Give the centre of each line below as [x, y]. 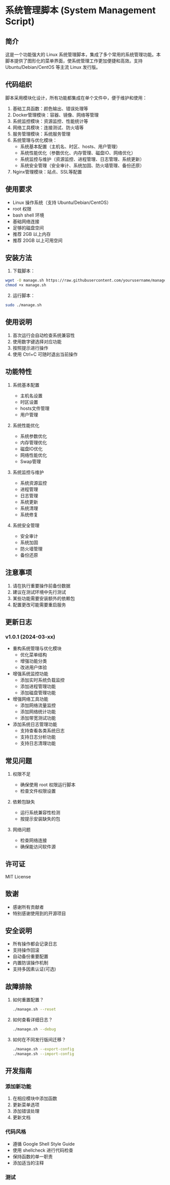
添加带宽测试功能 [38, 718]
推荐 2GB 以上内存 [32, 234]
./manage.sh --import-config [43, 1054]
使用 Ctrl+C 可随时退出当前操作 [45, 354]
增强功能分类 [33, 661]
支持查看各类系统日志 [42, 731]
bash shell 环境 [28, 215]
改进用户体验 [33, 667]
